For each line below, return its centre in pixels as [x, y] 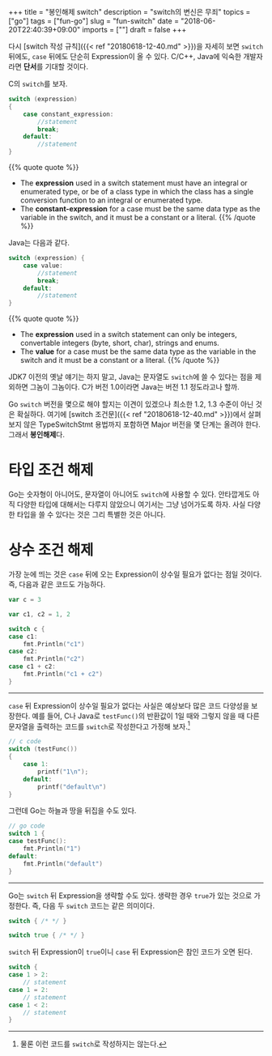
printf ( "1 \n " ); [63, 772]
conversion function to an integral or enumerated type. [111, 200]
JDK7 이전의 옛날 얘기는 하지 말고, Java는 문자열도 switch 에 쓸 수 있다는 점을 [131, 377]
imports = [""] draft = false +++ [134, 30]
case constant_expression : [68, 114]
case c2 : [23, 651]
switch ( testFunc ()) [43, 749]
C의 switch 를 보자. [38, 84]
